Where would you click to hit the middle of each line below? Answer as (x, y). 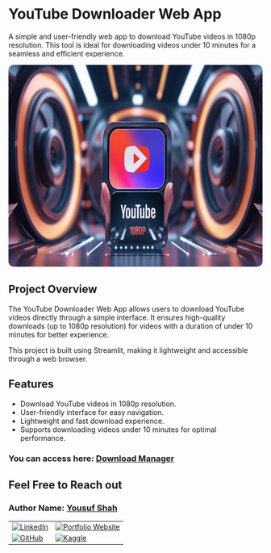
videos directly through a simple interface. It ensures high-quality (117, 317)
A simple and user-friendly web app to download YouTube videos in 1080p (132, 36)
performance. (43, 438)
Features (31, 384)
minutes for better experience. (59, 334)
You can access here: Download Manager (92, 459)
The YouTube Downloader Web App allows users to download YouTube (126, 308)
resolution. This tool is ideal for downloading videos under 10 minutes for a (132, 44)
